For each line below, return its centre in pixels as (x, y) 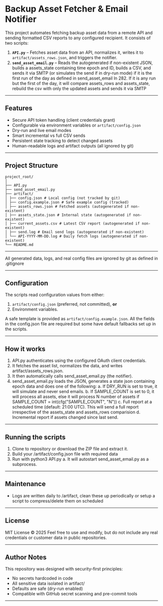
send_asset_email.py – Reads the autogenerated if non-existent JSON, (82, 63)
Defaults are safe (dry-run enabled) (48, 589)
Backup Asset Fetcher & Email (67, 9)
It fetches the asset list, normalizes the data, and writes (67, 366)
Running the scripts (35, 437)
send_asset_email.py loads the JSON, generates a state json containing (83, 381)
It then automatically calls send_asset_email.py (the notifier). (72, 376)
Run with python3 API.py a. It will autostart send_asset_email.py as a (80, 459)
